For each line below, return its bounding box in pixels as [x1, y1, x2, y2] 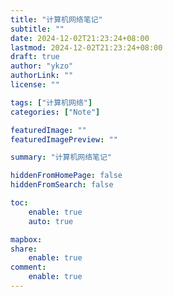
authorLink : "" [10, 71, 74, 81]
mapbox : [10, 234, 43, 245]
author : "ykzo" [10, 61, 74, 71]
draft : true [10, 52, 60, 62]
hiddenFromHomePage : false [10, 171, 123, 181]
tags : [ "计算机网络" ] [10, 97, 93, 108]
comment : [10, 262, 47, 273]
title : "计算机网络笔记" [10, 14, 103, 25]
